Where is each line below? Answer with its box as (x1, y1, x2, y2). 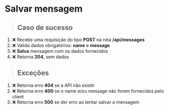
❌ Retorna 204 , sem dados (12, 54, 70, 60)
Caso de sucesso (17, 23, 73, 32)
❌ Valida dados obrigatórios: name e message (12, 43, 110, 48)
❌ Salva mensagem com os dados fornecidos (12, 48, 108, 54)
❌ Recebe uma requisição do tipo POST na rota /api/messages (12, 36, 145, 43)
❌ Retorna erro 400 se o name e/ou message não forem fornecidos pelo (12, 88, 164, 94)
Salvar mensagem (5, 3, 83, 15)
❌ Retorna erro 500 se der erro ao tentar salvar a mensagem (12, 99, 140, 105)
